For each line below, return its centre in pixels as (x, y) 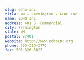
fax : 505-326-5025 (24, 50)
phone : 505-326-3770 (26, 45)
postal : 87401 (20, 37)
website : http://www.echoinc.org (39, 41)
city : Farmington (23, 28)
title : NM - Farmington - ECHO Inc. (42, 14)
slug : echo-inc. (21, 9)
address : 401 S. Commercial (34, 23)
